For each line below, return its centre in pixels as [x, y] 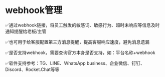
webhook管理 [34, 10]
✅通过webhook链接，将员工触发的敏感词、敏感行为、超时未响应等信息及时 [82, 25]
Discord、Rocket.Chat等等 [32, 69]
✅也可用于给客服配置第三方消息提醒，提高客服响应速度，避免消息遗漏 [77, 42]
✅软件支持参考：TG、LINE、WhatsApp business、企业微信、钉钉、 [75, 63]
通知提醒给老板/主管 [26, 31]
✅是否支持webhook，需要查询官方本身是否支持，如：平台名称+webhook [80, 52]
